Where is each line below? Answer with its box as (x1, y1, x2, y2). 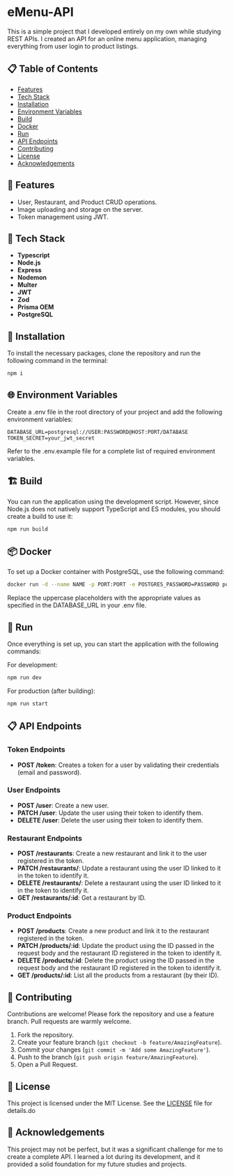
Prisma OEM (17, 303, 54, 311)
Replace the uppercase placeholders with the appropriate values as (7, 593, 201, 602)
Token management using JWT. (17, 212, 109, 221)
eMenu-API (7, 4, 75, 20)
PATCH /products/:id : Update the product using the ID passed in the (17, 942, 214, 950)
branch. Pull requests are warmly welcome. (7, 1018, 132, 1026)
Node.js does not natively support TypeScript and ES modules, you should (7, 504, 221, 513)
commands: (7, 647, 42, 655)
